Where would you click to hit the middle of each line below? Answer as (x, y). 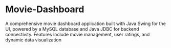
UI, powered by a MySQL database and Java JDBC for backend (72, 29)
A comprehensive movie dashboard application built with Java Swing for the (86, 23)
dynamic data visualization (33, 40)
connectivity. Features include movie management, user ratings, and (78, 34)
